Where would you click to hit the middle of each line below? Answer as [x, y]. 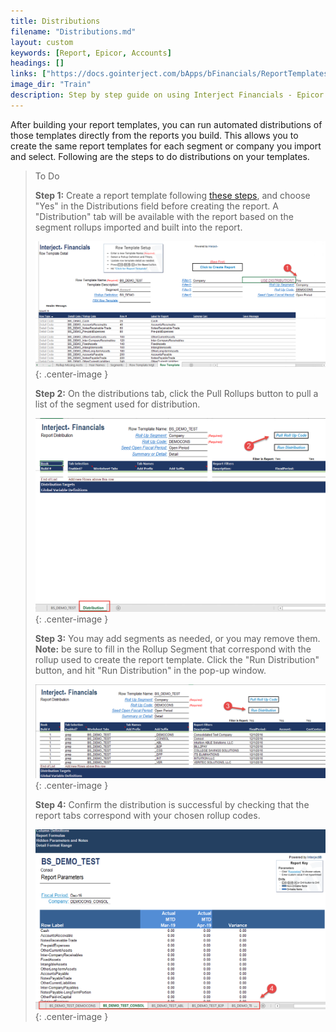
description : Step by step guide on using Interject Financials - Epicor [167, 95]
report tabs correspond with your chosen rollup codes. [147, 815]
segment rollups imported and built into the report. [138, 227]
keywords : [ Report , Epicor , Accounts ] [91, 53]
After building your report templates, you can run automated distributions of [166, 124]
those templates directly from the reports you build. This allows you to [154, 135]
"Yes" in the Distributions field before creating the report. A [156, 206]
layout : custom [42, 42]
